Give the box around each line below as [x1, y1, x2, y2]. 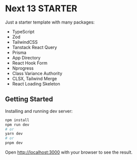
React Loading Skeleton [12, 80, 60, 86]
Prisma [12, 50, 27, 55]
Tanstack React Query [12, 44, 57, 50]
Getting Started [5, 95, 53, 104]
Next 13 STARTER [5, 3, 77, 14]
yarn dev [5, 131, 23, 136]
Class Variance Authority [12, 70, 63, 76]
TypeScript [12, 28, 35, 34]
